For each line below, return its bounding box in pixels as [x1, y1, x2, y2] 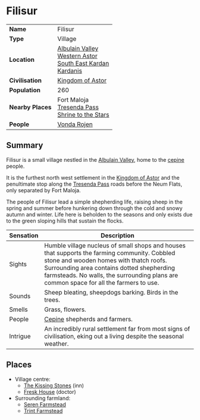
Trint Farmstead [23, 407, 63, 414]
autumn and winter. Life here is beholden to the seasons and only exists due [6, 211, 193, 218]
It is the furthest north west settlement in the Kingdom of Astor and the [6, 174, 180, 181]
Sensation [9, 231, 39, 239]
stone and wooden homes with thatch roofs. [44, 256, 167, 264]
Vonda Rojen [57, 120, 93, 128]
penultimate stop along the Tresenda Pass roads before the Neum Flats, [6, 180, 183, 187]
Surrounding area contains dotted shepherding [44, 264, 176, 272]
